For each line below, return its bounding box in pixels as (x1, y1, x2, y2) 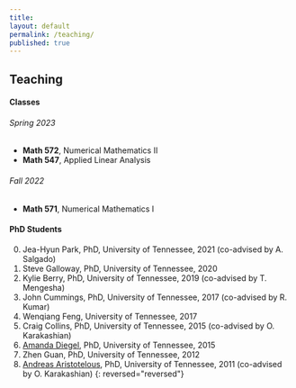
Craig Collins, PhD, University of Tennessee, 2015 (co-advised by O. (22, 320, 275, 331)
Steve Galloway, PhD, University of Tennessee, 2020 (22, 263, 218, 274)
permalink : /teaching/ (9, 30, 94, 39)
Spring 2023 (9, 117, 56, 128)
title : (9, 13, 34, 23)
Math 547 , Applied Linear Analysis (22, 155, 151, 166)
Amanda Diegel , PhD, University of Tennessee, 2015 (22, 339, 216, 350)
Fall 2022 (9, 176, 45, 186)
